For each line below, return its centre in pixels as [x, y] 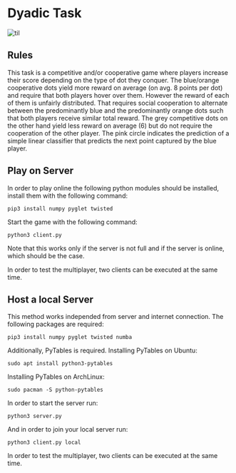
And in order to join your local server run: [68, 429]
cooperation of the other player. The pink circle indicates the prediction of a [118, 133]
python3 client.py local [44, 443]
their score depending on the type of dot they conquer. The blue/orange [113, 80]
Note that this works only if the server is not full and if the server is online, [116, 248]
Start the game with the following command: [72, 222]
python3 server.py [35, 416]
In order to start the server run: [53, 403]
